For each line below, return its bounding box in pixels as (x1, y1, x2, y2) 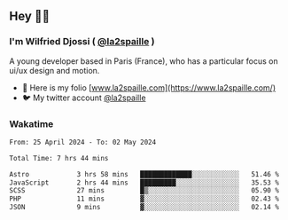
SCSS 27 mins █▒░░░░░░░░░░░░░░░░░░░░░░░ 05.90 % (9, 186, 279, 195)
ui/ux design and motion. (9, 65, 100, 75)
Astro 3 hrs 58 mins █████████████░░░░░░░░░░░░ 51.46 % (9, 169, 279, 178)
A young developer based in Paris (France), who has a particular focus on (9, 55, 278, 67)
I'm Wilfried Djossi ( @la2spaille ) (9, 35, 155, 48)
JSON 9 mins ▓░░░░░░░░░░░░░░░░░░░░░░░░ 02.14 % (9, 203, 279, 212)
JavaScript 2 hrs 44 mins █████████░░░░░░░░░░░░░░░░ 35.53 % (9, 178, 279, 187)
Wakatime (9, 117, 54, 130)
